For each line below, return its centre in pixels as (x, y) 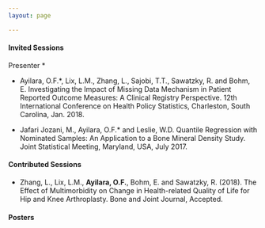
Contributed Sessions (45, 165)
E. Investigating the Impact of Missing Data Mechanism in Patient (125, 89)
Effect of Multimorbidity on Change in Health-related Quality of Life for (134, 191)
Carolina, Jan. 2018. (52, 114)
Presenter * (27, 65)
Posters (21, 217)
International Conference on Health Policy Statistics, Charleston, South (135, 106)
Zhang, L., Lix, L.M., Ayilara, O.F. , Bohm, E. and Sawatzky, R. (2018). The (138, 182)
